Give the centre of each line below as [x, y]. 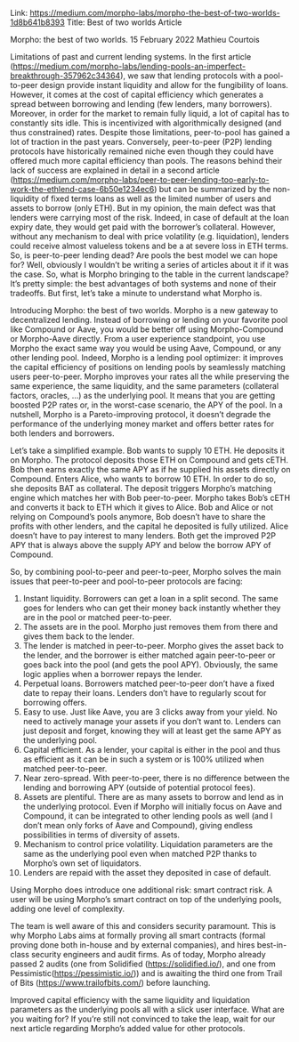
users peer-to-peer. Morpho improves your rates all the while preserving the [150, 376]
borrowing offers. [55, 703]
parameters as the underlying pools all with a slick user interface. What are [147, 1010]
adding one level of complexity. [68, 909]
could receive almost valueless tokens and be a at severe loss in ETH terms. [149, 246]
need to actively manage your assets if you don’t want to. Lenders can [152, 721]
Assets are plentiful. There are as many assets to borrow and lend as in [153, 797]
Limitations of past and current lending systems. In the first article [131, 57]
